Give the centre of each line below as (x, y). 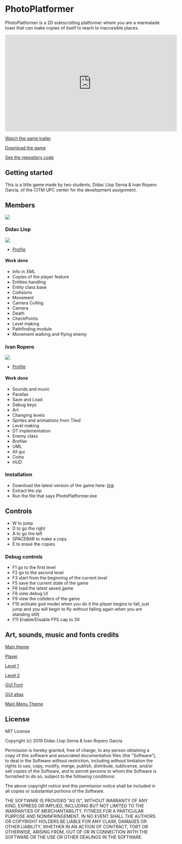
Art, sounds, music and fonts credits (62, 635)
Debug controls (24, 557)
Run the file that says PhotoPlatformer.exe (54, 496)
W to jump (23, 523)
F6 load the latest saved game (43, 588)
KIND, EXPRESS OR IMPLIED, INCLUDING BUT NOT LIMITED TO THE (75, 806)
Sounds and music (31, 389)
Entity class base (29, 287)
